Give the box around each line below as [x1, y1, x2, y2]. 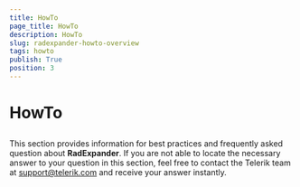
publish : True [9, 55, 63, 64]
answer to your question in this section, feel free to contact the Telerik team [9, 157, 291, 168]
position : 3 [9, 64, 54, 73]
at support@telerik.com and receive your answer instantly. [9, 167, 228, 178]
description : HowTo [9, 30, 83, 39]
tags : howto [9, 47, 54, 56]
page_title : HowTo [9, 22, 79, 31]
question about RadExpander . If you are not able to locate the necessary [9, 148, 281, 159]
